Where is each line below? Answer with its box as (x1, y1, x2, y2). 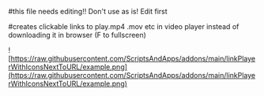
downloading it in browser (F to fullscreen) (8, 31, 146, 39)
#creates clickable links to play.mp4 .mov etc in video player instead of (8, 22, 239, 31)
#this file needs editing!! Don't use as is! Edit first (8, 7, 168, 16)
